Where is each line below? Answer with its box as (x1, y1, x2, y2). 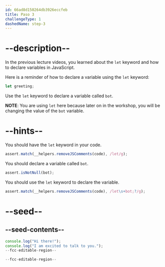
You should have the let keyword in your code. (5, 142, 102, 148)
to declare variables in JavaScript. (5, 64, 75, 70)
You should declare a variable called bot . (5, 160, 88, 166)
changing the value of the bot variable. (5, 108, 84, 114)
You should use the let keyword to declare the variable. (5, 179, 120, 185)
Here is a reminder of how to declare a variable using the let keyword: (5, 74, 150, 80)
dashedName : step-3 (5, 21, 46, 26)
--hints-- (5, 125, 43, 137)
